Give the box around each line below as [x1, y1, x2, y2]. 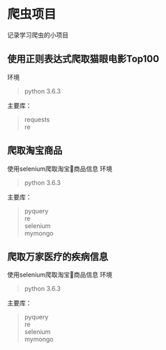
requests [24, 115, 50, 123]
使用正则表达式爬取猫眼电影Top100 [7, 53, 160, 65]
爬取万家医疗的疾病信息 [7, 250, 108, 262]
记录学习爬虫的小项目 [7, 31, 68, 39]
